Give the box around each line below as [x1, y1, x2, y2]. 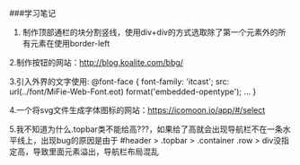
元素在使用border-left [30, 39, 110, 48]
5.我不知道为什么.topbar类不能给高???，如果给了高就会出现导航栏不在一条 [9, 124, 283, 135]
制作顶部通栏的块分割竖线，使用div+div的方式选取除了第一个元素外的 [22, 27, 278, 38]
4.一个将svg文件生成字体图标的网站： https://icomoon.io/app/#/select [9, 105, 266, 115]
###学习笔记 [9, 8, 57, 18]
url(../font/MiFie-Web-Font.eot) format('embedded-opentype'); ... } [9, 86, 257, 97]
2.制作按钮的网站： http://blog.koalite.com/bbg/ [9, 57, 184, 67]
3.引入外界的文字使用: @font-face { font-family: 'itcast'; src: [9, 76, 230, 87]
